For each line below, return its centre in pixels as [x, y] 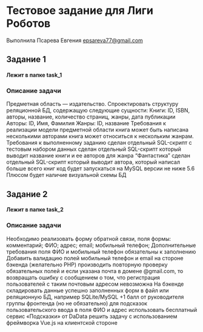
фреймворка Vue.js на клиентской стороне [62, 322]
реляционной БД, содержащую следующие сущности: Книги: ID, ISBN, [98, 111]
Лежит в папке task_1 [34, 75]
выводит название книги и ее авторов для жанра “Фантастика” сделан [98, 156]
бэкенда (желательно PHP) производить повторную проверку [87, 265]
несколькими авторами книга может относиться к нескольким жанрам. [100, 136]
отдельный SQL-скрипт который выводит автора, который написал [93, 162]
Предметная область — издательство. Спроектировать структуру [92, 104]
